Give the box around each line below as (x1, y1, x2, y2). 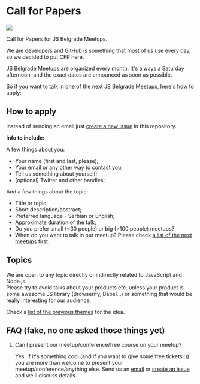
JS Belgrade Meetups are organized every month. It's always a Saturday (6, 65, 184, 72)
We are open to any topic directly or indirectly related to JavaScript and (6, 271, 183, 278)
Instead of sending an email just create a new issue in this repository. (6, 122, 177, 129)
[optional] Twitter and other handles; (14, 176, 105, 183)
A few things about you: (6, 146, 65, 153)
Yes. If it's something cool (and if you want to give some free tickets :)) (14, 353, 190, 360)
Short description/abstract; (14, 205, 82, 213)
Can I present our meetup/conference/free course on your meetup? (14, 341, 182, 349)
